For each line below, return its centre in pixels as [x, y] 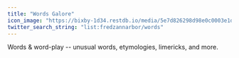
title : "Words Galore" [41, 14]
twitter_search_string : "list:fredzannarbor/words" [85, 27]
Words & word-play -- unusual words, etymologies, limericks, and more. [113, 47]
